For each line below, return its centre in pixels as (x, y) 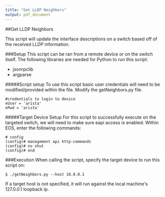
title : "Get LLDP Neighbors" (36, 10)
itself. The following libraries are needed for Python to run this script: (77, 59)
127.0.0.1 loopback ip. (27, 189)
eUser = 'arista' (23, 103)
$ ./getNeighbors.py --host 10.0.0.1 (45, 174)
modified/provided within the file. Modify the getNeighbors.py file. (74, 89)
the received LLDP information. (37, 44)
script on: (15, 165)
